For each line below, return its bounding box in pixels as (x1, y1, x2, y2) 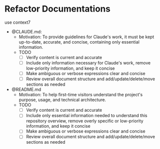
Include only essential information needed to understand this (26, 113, 147, 119)
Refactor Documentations (4, 3, 111, 15)
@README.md (11, 87, 42, 92)
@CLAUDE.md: (11, 29, 42, 34)
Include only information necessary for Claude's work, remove (26, 60, 151, 66)
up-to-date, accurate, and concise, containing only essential (18, 39, 140, 45)
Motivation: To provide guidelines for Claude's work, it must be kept (18, 34, 154, 40)
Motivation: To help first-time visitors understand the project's (18, 92, 143, 98)
